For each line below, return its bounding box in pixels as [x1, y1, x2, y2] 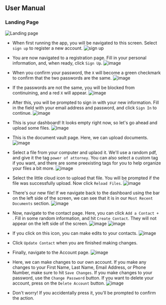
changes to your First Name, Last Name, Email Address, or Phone [12, 264, 146, 270]
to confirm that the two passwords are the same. [12, 75, 112, 81]
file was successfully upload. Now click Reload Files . [12, 180, 122, 186]
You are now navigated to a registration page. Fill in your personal [12, 55, 147, 61]
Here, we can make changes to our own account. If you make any [12, 259, 147, 265]
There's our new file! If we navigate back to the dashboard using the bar [12, 190, 160, 196]
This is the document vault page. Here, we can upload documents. [12, 134, 149, 141]
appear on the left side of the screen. [12, 221, 88, 227]
